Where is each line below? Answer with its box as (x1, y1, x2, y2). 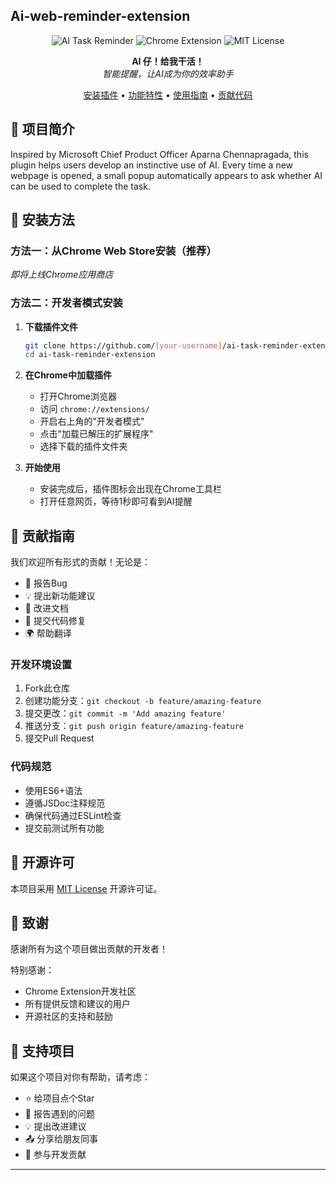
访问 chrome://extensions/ (39, 403, 150, 415)
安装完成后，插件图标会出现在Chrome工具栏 (39, 483, 222, 495)
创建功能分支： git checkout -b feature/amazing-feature (24, 695, 262, 707)
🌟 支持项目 (10, 1042, 75, 1059)
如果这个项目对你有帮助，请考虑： (10, 1071, 151, 1083)
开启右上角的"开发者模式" (39, 415, 145, 428)
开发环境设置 (10, 658, 73, 672)
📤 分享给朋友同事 (24, 1133, 99, 1145)
